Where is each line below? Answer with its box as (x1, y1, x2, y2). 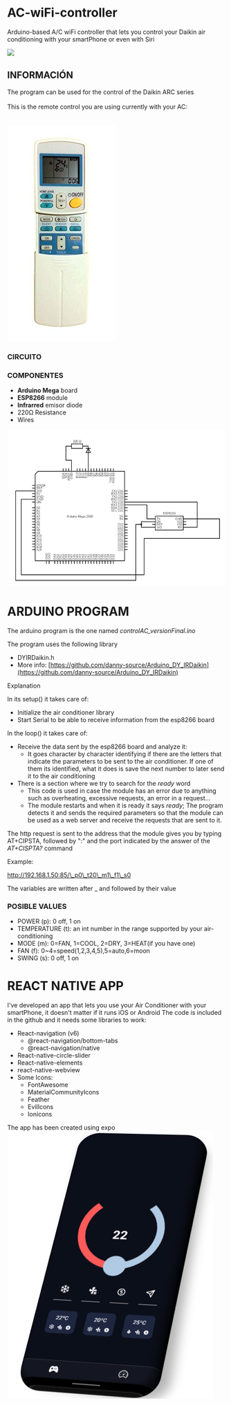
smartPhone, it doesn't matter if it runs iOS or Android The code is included (7, 1008, 222, 1016)
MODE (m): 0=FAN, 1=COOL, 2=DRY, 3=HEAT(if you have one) (17, 939, 196, 948)
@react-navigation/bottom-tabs (27, 1036, 118, 1045)
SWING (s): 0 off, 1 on (17, 954, 80, 962)
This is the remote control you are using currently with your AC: (7, 102, 188, 111)
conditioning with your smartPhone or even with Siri (7, 35, 155, 43)
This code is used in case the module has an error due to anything (27, 787, 216, 795)
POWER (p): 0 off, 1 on (17, 917, 81, 926)
